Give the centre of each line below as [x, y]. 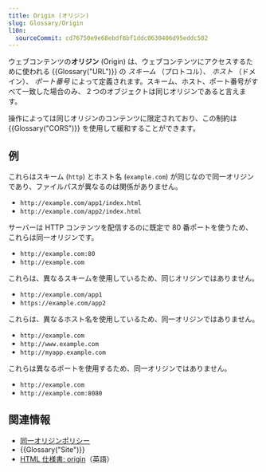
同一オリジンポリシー [55, 440]
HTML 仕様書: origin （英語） [66, 458]
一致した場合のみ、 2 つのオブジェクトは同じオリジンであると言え [131, 92]
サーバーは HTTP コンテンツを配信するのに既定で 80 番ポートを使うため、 [131, 227]
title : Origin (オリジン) [49, 16]
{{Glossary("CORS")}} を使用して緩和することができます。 [104, 128]
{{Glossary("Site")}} [52, 449]
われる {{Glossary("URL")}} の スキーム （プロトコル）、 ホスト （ [135, 72]
